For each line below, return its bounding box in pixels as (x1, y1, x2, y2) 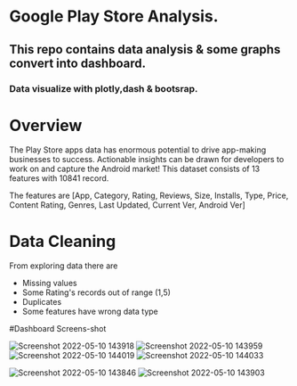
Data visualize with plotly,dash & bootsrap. (9, 82, 198, 94)
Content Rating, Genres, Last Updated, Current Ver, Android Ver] (9, 200, 246, 210)
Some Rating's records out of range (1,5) (21, 287, 172, 298)
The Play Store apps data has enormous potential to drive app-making (9, 144, 267, 155)
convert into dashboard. (9, 55, 147, 70)
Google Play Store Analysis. (9, 6, 220, 27)
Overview (9, 115, 83, 136)
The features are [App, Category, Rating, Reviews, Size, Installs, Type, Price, (9, 190, 289, 201)
